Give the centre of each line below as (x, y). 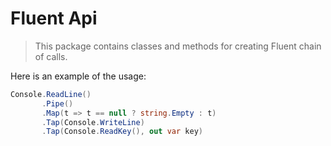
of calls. (51, 56)
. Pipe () (57, 103)
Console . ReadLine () (51, 94)
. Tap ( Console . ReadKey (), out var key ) (122, 132)
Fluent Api (54, 18)
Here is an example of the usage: (78, 76)
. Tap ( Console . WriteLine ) (93, 122)
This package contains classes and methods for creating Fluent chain (178, 46)
